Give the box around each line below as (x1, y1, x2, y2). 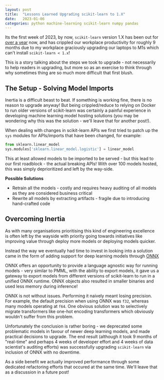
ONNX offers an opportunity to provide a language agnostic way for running (5, 262, 158, 268)
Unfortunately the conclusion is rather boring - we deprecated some (5, 323, 143, 329)
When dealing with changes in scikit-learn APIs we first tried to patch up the (5, 127, 158, 133)
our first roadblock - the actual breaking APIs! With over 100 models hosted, (5, 160, 158, 167)
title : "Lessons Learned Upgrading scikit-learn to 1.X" (5, 12, 125, 17)
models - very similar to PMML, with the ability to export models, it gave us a (5, 268, 159, 274)
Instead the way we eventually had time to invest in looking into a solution (5, 248, 153, 253)
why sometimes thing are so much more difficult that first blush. (5, 70, 134, 76)
